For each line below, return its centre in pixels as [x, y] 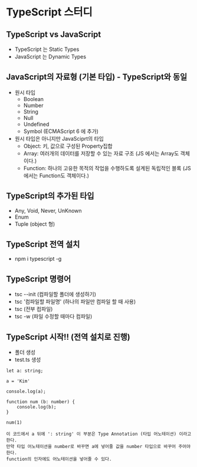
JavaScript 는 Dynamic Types [50, 56]
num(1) [14, 423]
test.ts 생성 [28, 360]
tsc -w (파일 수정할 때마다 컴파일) [53, 316]
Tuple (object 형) [35, 224]
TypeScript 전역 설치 [43, 244]
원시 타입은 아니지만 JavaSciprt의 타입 [59, 138]
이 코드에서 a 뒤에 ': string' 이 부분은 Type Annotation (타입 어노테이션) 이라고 [99, 434]
